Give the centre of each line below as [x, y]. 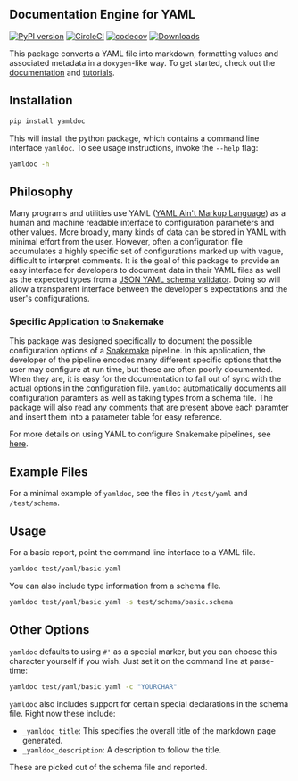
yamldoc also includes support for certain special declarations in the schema [149, 703]
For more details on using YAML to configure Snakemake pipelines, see [140, 434]
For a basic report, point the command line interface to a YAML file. [132, 553]
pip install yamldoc [48, 121]
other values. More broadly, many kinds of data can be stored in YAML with [148, 232]
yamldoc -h [29, 164]
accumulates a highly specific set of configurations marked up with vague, [146, 251]
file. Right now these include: [62, 713]
